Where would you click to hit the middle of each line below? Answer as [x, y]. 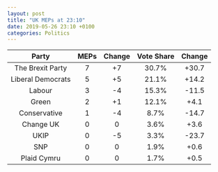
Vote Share [156, 56]
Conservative [40, 113]
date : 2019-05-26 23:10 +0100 [51, 26]
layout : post [26, 14]
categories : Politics [39, 33]
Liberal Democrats [41, 79]
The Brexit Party [41, 68]
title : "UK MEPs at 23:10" [46, 20]
